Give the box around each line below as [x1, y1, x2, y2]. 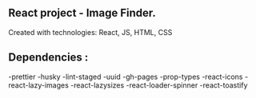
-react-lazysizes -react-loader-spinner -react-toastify [70, 80, 248, 90]
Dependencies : [8, 51, 89, 65]
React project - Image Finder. [8, 6, 156, 20]
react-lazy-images [8, 80, 70, 90]
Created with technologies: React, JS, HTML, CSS [8, 27, 173, 37]
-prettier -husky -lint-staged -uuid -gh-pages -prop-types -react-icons [8, 72, 243, 81]
